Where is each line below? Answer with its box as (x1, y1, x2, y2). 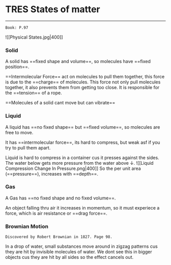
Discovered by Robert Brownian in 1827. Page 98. (5, 234, 113, 240)
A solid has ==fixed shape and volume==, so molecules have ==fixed (5, 58, 151, 65)
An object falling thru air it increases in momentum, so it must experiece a (5, 204, 160, 211)
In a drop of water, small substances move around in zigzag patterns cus (5, 243, 158, 250)
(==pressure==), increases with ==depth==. (5, 170, 98, 176)
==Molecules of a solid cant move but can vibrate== (5, 100, 116, 106)
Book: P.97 (5, 25, 28, 30)
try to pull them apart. (5, 144, 51, 151)
